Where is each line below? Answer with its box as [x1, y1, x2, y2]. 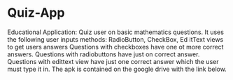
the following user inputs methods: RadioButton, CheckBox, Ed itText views [7, 35, 224, 43]
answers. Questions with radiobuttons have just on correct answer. [7, 50, 200, 58]
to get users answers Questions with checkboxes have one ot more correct [7, 42, 224, 51]
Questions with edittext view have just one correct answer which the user [7, 57, 219, 65]
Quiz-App [7, 5, 65, 21]
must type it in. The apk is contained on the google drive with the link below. [7, 65, 227, 73]
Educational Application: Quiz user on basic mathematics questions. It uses [7, 28, 224, 36]
